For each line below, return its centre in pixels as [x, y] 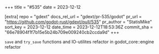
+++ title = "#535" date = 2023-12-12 [43, 7]
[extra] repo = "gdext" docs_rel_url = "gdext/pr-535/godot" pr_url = [73, 16]
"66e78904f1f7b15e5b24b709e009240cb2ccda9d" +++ [62, 32]
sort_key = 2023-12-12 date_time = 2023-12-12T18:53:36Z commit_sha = [79, 27]
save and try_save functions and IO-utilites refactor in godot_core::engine [79, 42]
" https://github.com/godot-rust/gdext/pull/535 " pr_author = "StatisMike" [78, 22]
